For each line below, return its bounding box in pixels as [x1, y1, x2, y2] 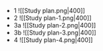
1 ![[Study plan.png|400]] [13, 7, 86, 14]
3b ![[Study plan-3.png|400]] [13, 28, 97, 37]
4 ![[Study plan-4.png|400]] [13, 36, 93, 44]
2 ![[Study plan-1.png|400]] [13, 14, 92, 22]
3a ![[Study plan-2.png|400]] [13, 21, 96, 29]
